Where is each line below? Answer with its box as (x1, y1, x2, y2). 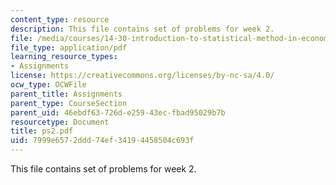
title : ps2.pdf (10, 126, 74, 136)
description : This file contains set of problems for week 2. (10, 24, 275, 34)
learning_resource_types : (10, 52, 118, 62)
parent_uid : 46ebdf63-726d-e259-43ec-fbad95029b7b (10, 107, 226, 118)
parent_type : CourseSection (10, 98, 128, 108)
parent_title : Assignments (10, 89, 123, 99)
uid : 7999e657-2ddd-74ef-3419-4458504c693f (10, 136, 195, 146)
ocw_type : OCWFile (10, 80, 87, 90)
